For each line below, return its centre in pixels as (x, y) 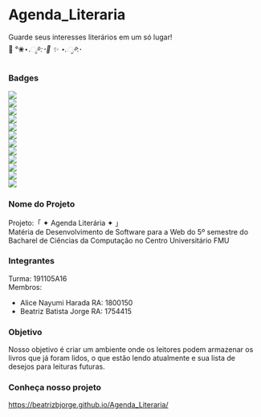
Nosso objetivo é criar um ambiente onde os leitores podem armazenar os (131, 350)
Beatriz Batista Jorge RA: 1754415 (76, 311)
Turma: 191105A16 (38, 278)
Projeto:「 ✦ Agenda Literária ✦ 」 (65, 223)
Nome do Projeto (42, 204)
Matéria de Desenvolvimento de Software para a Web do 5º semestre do (128, 231)
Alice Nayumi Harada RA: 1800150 (76, 302)
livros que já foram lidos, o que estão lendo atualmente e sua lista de (122, 358)
